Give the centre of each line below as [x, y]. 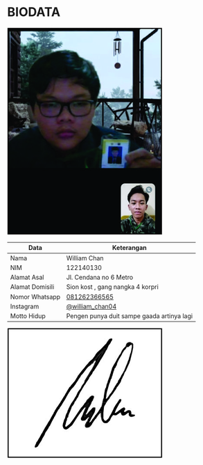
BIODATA [34, 12]
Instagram [25, 306]
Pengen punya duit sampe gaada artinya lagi [129, 316]
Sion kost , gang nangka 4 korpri [113, 287]
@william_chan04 [91, 306]
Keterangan [129, 248]
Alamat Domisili [32, 287]
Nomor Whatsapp [35, 297]
